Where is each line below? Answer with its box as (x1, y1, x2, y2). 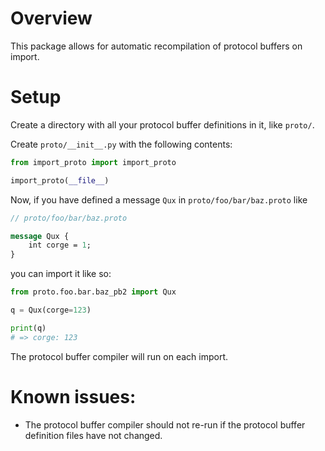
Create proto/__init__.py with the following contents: (10, 138, 233, 150)
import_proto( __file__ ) (10, 175, 110, 186)
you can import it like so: (10, 268, 112, 280)
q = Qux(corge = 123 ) (10, 305, 92, 315)
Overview (10, 7, 93, 30)
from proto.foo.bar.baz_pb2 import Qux (10, 287, 177, 297)
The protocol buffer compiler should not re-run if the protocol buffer (24, 418, 306, 431)
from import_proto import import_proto (10, 157, 177, 167)
